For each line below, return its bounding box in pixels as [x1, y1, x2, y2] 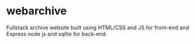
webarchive [6, 4, 67, 18]
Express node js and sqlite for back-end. [6, 30, 107, 37]
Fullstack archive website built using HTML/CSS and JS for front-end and [6, 24, 190, 31]
